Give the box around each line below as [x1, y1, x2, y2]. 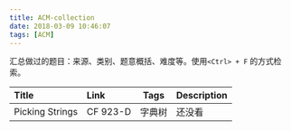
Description [175, 89, 228, 102]
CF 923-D [86, 106, 132, 118]
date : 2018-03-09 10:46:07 [9, 22, 111, 31]
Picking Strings [14, 106, 79, 118]
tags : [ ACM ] [9, 30, 54, 39]
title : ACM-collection [9, 13, 95, 23]
